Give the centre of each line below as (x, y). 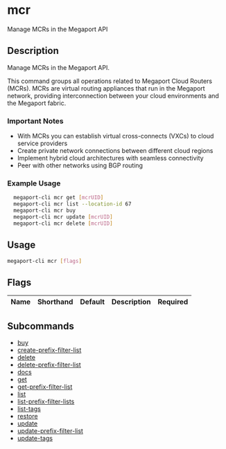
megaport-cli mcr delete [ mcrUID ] (63, 223)
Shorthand (55, 302)
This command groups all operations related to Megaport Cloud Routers (110, 81)
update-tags (35, 439)
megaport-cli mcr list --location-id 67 (72, 204)
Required (173, 302)
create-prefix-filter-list (49, 350)
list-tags (29, 409)
